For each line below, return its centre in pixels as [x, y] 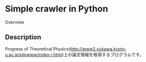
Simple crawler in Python [57, 9]
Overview [15, 22]
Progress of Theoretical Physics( [38, 49]
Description [23, 37]
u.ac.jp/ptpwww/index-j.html [33, 54]
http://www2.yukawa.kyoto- [98, 49]
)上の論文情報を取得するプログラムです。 [103, 54]
